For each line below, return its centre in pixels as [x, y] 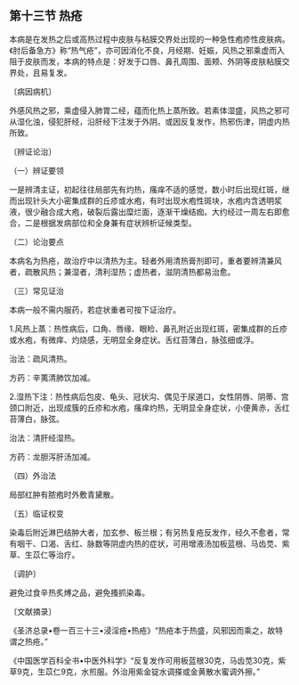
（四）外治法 [32, 476]
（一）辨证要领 [36, 170]
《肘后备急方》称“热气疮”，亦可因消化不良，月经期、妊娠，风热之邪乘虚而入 [147, 50]
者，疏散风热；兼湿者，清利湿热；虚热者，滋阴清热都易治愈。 [122, 272]
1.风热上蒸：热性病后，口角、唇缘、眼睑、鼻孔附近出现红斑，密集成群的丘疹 [148, 329]
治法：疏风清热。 [40, 358]
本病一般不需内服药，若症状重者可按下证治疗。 [95, 309]
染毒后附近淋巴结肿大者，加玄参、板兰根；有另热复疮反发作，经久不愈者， [145, 532]
